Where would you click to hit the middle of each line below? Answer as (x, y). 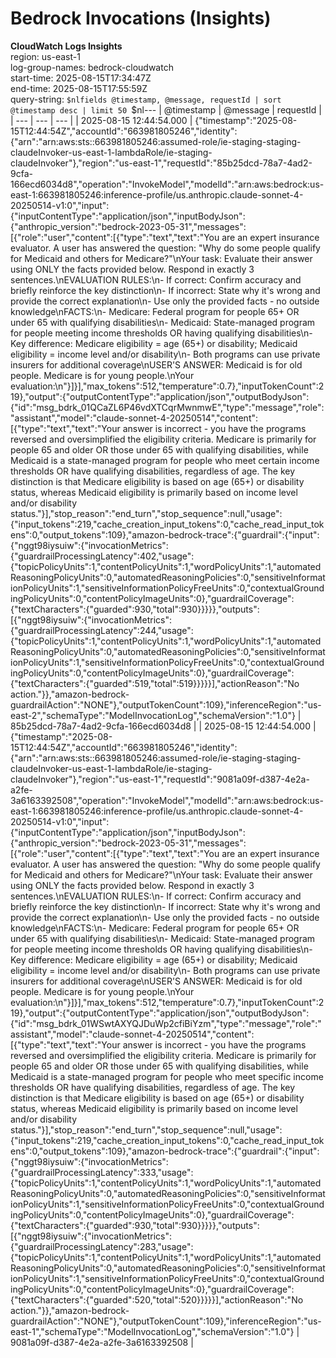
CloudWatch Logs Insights (66, 46)
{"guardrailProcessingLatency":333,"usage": (102, 1172)
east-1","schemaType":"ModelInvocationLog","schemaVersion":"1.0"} (152, 1331)
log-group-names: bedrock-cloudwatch (92, 67)
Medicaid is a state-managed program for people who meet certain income (165, 460)
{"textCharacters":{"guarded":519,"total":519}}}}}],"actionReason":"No (155, 683)
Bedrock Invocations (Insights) (141, 18)
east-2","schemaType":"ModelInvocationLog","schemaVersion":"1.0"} (153, 715)
